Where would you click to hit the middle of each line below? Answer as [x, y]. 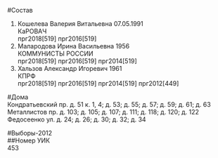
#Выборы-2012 [30, 133]
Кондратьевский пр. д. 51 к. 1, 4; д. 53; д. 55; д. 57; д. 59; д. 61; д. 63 [109, 104]
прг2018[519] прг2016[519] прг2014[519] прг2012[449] [98, 83]
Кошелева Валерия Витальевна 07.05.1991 [80, 24]
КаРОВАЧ [32, 31]
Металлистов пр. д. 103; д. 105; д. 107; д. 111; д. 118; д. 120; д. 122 [103, 112]
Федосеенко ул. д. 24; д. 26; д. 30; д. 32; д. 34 [77, 119]
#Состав [20, 10]
